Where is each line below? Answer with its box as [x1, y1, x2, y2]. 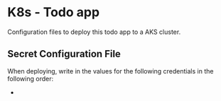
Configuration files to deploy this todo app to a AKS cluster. [7, 28, 181, 36]
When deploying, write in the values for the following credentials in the [7, 66, 214, 75]
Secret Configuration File [7, 48, 121, 60]
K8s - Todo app [7, 4, 100, 20]
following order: [7, 74, 54, 83]
